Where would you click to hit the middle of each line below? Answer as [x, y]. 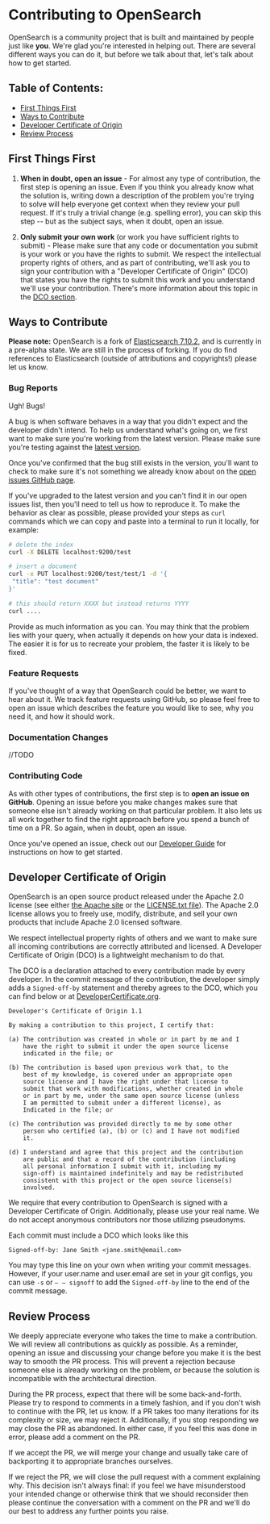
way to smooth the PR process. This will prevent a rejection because [122, 1362]
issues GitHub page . [42, 480]
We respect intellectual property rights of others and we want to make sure [133, 938]
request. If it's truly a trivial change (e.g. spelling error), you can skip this [141, 212]
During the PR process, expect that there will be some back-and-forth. [125, 1394]
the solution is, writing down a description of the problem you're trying [137, 195]
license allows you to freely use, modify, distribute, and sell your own [123, 914]
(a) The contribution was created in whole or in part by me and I [124, 1040]
